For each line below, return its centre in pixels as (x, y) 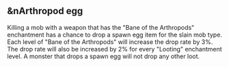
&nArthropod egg (45, 11)
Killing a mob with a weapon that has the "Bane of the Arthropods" (101, 27)
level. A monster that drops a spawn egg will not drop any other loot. (104, 56)
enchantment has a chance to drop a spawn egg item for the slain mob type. (114, 35)
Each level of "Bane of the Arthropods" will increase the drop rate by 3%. (110, 42)
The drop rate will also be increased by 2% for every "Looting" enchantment (114, 49)
